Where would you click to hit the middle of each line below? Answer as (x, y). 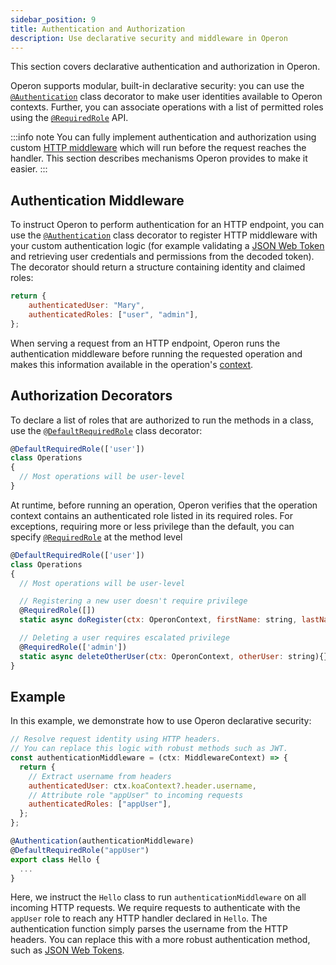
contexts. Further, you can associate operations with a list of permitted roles (167, 107)
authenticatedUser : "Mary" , (86, 306)
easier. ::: (29, 169)
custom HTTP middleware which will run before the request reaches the (158, 148)
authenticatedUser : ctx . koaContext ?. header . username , (142, 786)
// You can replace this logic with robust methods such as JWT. (149, 749)
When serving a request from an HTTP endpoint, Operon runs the (145, 343)
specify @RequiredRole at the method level (96, 537)
